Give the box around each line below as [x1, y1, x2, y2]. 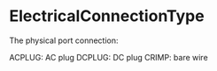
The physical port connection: [9, 35, 119, 46]
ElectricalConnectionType [9, 6, 205, 26]
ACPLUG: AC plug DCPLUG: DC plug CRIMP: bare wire [9, 52, 208, 62]
